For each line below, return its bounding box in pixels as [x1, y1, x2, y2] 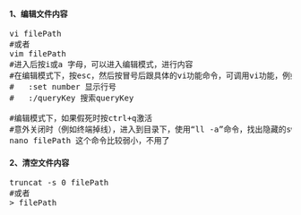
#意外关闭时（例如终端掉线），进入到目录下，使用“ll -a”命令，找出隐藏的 [9, 125, 287, 134]
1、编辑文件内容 [9, 8, 69, 19]
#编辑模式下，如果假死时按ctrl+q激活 [9, 113, 153, 124]
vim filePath [9, 49, 67, 59]
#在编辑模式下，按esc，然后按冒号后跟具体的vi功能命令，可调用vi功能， [9, 71, 283, 81]
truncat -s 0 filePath [9, 177, 109, 188]
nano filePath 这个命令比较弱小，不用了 [9, 135, 170, 146]
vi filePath [9, 29, 62, 39]
